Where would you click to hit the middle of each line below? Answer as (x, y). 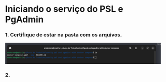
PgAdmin (24, 19)
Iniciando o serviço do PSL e (64, 9)
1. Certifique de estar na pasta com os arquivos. (63, 35)
